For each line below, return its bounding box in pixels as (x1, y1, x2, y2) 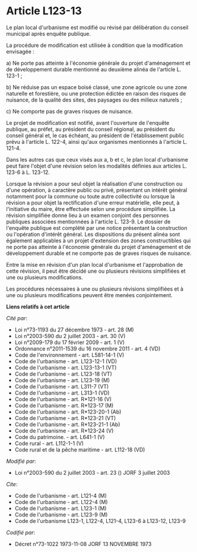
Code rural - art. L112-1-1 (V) (14, 440, 84, 447)
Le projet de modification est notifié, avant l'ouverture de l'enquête (6, 119, 170, 126)
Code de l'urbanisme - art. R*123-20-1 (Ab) (14, 408, 122, 415)
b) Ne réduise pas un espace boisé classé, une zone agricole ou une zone (6, 83, 188, 90)
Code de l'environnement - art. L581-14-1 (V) (14, 351, 125, 358)
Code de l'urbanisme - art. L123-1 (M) (14, 504, 107, 512)
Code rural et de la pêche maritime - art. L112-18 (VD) (14, 446, 145, 453)
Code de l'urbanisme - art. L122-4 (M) (14, 498, 108, 506)
